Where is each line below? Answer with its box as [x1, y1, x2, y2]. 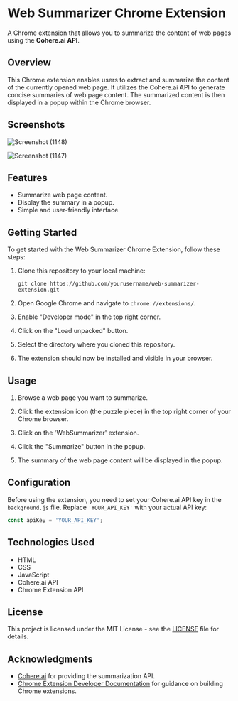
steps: [7, 253, 26, 261]
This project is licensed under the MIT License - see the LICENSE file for [7, 625, 219, 634]
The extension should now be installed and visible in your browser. [17, 354, 213, 363]
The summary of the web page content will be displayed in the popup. [17, 456, 223, 464]
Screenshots [7, 119, 65, 131]
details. [7, 632, 29, 641]
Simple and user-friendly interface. [17, 206, 121, 214]
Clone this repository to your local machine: [17, 266, 146, 275]
